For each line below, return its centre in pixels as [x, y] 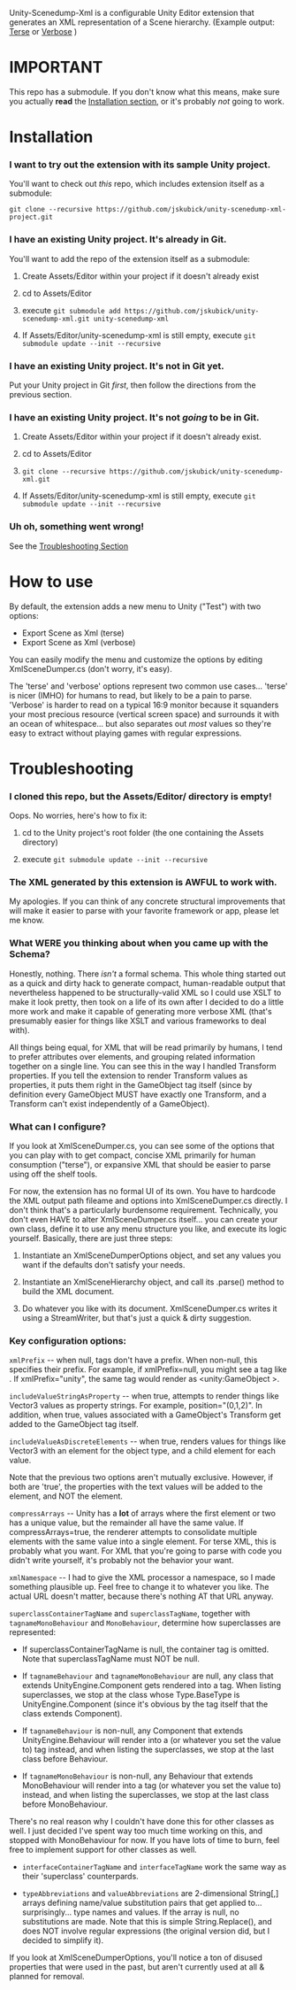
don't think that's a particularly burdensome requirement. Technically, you [144, 1210]
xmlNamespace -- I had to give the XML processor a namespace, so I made [142, 1577]
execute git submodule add [71, 310]
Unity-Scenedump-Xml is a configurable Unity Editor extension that [132, 13]
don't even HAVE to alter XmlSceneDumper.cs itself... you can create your [144, 1219]
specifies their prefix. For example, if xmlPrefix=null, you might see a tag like [148, 1369]
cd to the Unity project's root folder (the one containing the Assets [143, 833]
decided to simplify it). [63, 1940]
